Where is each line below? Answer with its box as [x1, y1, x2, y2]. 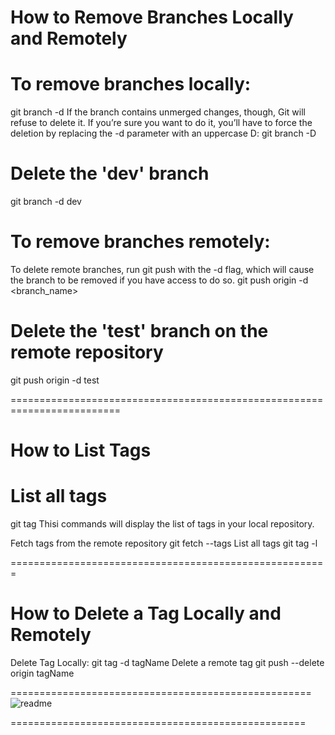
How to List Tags [10, 439, 152, 462]
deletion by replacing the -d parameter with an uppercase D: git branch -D [10, 127, 317, 140]
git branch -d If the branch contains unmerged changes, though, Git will [10, 106, 306, 118]
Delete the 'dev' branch [10, 162, 210, 185]
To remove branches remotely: [10, 231, 271, 253]
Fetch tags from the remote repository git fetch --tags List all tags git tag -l [10, 537, 318, 550]
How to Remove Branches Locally [10, 6, 294, 29]
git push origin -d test [10, 374, 100, 386]
